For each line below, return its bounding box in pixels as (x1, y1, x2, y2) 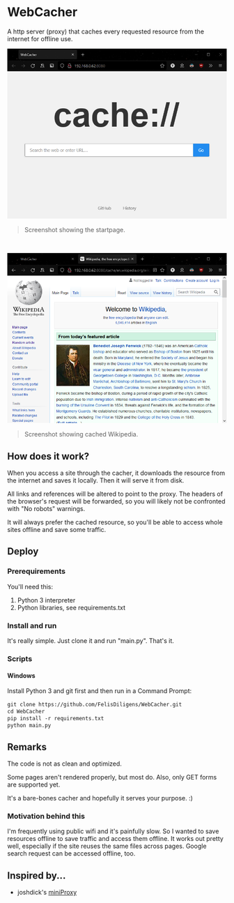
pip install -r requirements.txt (7, 715, 104, 722)
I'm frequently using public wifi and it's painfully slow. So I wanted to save (7, 827, 219, 835)
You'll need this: (7, 582, 54, 591)
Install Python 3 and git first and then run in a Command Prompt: (7, 687, 192, 695)
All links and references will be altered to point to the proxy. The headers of (7, 490, 224, 499)
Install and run (7, 621, 57, 630)
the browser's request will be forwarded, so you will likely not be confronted (7, 497, 226, 506)
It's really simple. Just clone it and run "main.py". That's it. (7, 637, 174, 645)
